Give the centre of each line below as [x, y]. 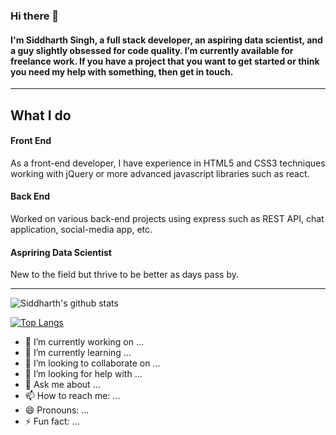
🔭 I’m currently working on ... [84, 342]
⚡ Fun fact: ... [52, 421]
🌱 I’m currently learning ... [78, 353]
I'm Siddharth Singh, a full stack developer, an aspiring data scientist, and [166, 40]
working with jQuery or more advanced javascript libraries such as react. [160, 173]
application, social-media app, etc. [81, 229]
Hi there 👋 [35, 16]
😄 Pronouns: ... [57, 410]
